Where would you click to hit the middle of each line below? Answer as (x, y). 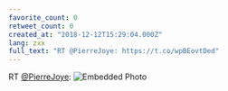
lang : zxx (27, 43)
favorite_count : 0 (43, 18)
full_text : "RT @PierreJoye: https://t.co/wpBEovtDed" (114, 51)
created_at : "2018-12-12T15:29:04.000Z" (86, 34)
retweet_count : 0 (41, 26)
